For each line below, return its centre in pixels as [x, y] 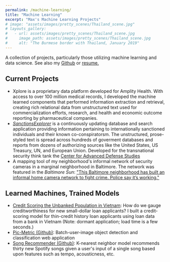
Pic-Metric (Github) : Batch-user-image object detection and [75, 233]
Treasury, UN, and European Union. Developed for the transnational [83, 150]
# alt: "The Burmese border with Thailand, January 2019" [72, 43]
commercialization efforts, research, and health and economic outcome [87, 113]
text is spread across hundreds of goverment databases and [90, 140]
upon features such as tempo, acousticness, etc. [64, 254]
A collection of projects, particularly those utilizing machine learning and [81, 57]
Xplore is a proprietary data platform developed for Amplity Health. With [88, 91]
